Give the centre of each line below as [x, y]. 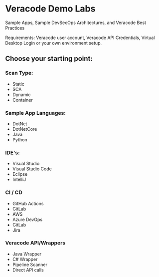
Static [18, 84]
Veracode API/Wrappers [35, 243]
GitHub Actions [28, 203]
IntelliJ [19, 180]
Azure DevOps [27, 219]
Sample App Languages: [35, 113]
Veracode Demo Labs [50, 9]
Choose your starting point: [49, 59]
